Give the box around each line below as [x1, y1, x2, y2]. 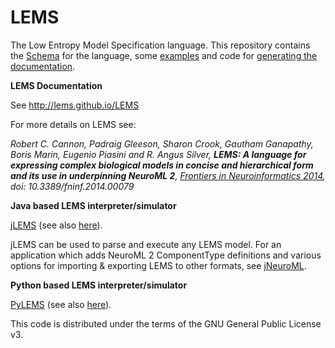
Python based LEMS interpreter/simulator [10, 279, 188, 291]
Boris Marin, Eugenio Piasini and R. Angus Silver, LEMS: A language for [10, 148, 307, 160]
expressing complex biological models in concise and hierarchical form [10, 159, 314, 171]
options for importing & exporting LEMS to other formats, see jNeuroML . [10, 259, 307, 271]
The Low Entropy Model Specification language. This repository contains [10, 39, 311, 51]
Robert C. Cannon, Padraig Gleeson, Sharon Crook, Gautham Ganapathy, [10, 137, 314, 150]
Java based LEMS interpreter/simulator [10, 199, 177, 211]
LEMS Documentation [10, 79, 103, 91]
